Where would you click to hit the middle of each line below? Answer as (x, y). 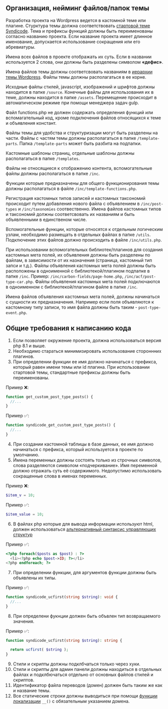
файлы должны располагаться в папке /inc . (53, 173)
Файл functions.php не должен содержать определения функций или (79, 112)
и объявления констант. (31, 123)
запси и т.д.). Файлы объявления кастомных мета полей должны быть (81, 266)
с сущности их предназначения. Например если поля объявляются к (80, 302)
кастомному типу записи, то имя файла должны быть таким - (71, 307)
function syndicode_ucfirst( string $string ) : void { (62, 597)
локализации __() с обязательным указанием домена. (71, 701)
